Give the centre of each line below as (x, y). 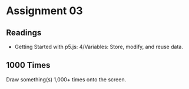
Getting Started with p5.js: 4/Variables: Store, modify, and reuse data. (99, 47)
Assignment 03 (45, 11)
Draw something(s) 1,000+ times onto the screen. (66, 79)
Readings (24, 33)
